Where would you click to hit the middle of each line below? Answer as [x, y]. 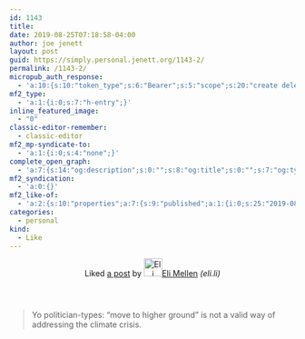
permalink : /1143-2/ [49, 69]
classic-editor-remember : [58, 128]
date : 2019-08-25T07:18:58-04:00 [73, 35]
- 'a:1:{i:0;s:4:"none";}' [69, 153]
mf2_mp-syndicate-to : [50, 145]
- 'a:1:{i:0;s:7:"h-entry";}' [74, 102]
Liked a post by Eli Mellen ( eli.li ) [152, 274]
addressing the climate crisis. [87, 324]
